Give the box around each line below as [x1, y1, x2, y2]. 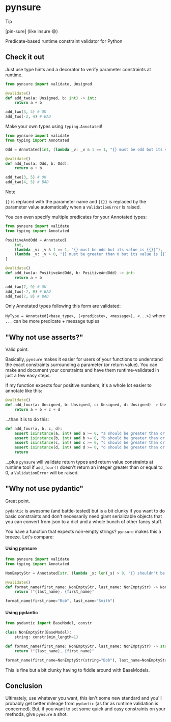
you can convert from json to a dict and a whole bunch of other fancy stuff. [5, 518, 163, 525]
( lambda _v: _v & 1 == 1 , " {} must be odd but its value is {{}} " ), [14, 247, 163, 252]
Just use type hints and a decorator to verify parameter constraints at [5, 66, 151, 72]
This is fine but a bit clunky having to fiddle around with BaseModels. [5, 667, 150, 673]
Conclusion [5, 682, 43, 690]
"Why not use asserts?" [5, 333, 83, 342]
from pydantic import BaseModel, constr [5, 621, 93, 626]
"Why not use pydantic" [5, 485, 84, 493]
